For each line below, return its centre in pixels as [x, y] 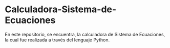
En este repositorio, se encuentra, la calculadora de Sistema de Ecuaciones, [85, 34]
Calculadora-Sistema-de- [61, 9]
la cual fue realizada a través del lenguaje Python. [57, 40]
